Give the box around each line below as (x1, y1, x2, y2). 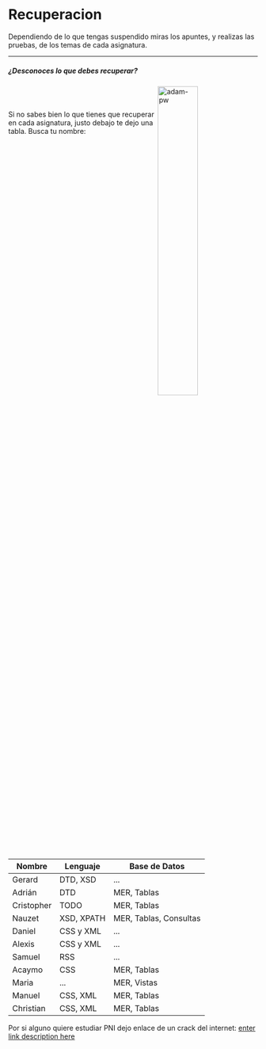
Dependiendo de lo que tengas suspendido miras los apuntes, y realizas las (8, 32, 255, 41)
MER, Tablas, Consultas (113, 913, 201, 924)
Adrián (12, 887, 37, 898)
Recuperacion (8, 6, 102, 24)
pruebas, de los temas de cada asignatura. (8, 40, 148, 49)
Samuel (12, 951, 40, 962)
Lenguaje (64, 860, 101, 872)
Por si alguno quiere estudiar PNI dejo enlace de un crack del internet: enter (8, 1023, 256, 1032)
